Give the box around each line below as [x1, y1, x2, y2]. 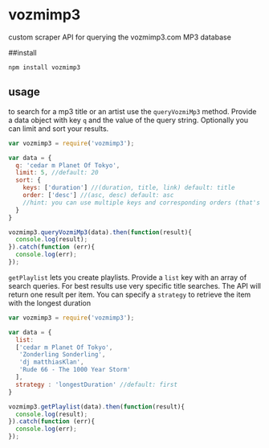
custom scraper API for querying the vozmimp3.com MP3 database [8, 32, 231, 42]
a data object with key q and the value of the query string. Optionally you [8, 115, 249, 125]
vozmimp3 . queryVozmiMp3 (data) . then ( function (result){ [8, 228, 193, 236]
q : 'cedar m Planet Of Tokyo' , [15, 161, 120, 170]
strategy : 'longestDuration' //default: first [15, 380, 178, 388]
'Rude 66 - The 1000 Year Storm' [18, 366, 131, 374]
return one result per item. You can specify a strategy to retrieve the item [8, 290, 251, 299]
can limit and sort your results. [8, 123, 109, 134]
